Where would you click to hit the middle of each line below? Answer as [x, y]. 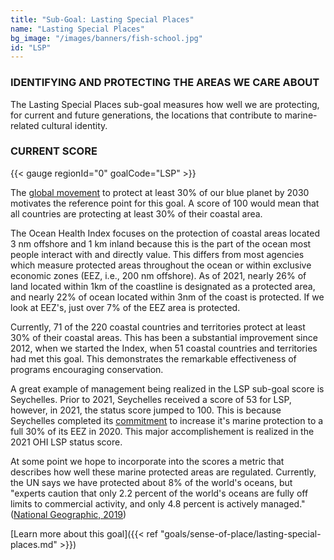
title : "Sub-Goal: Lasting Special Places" [102, 19]
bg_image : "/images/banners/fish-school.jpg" [106, 38]
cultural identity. [74, 125]
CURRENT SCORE [54, 151]
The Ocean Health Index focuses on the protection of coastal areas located [165, 233]
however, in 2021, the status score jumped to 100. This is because [146, 410]
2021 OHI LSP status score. [66, 442]
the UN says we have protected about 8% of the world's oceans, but [151, 482]
